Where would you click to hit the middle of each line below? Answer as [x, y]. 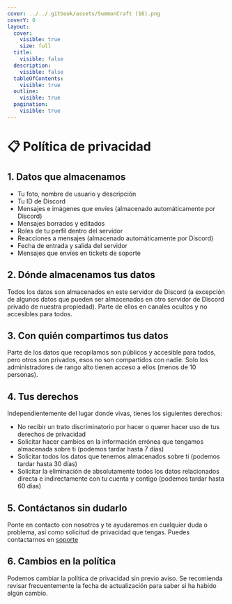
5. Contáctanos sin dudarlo [67, 508]
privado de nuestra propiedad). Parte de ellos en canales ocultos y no [107, 307]
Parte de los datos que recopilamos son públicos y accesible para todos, [111, 353]
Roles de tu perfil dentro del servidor [70, 231]
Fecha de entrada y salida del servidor [72, 245]
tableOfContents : [39, 78]
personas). [23, 375]
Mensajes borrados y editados [61, 223]
